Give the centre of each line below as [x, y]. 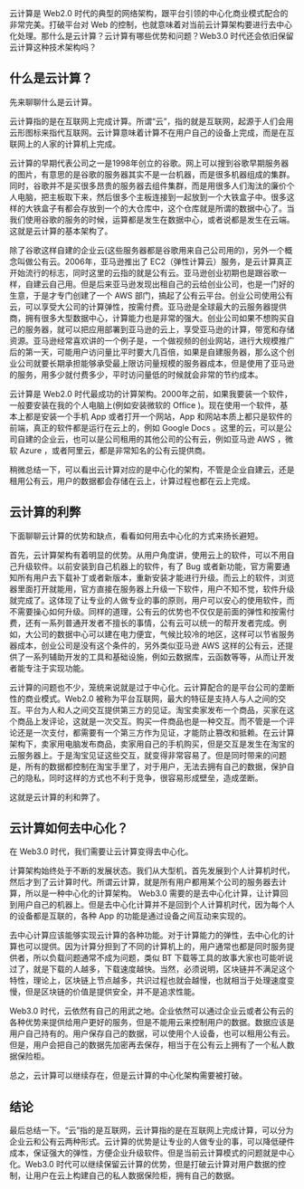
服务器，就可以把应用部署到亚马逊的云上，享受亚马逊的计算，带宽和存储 [160, 329]
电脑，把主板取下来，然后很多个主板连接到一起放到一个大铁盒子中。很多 [152, 196]
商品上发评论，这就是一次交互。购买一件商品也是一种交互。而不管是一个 [152, 721]
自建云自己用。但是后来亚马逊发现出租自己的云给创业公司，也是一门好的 [160, 284]
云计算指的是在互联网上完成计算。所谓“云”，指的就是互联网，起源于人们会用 [152, 121]
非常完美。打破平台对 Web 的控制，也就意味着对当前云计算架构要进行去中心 [151, 24]
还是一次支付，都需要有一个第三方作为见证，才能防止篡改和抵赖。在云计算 [156, 732]
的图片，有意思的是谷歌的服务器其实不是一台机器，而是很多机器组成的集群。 [152, 174]
